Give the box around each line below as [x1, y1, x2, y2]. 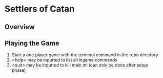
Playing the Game [4, 39, 60, 47]
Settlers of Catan [4, 3, 75, 15]
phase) [11, 67, 26, 73]
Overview [4, 23, 35, 31]
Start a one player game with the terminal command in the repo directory [11, 52, 158, 58]
